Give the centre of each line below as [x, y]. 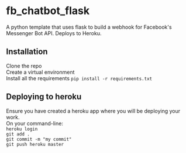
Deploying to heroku [44, 97]
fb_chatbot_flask [48, 11]
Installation [27, 52]
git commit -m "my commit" [39, 139]
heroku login [22, 129]
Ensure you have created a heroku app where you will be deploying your [93, 111]
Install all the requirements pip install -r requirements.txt [79, 78]
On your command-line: [35, 123]
